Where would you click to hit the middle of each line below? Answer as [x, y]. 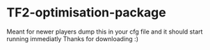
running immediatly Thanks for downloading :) [72, 38]
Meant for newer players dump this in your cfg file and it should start [105, 32]
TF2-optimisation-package [86, 13]
